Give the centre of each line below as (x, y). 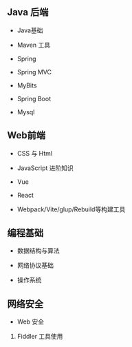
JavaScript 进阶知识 (45, 168)
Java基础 (30, 30)
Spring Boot (34, 98)
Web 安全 (31, 322)
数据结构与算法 (38, 251)
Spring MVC (34, 72)
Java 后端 (28, 12)
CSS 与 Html (35, 153)
